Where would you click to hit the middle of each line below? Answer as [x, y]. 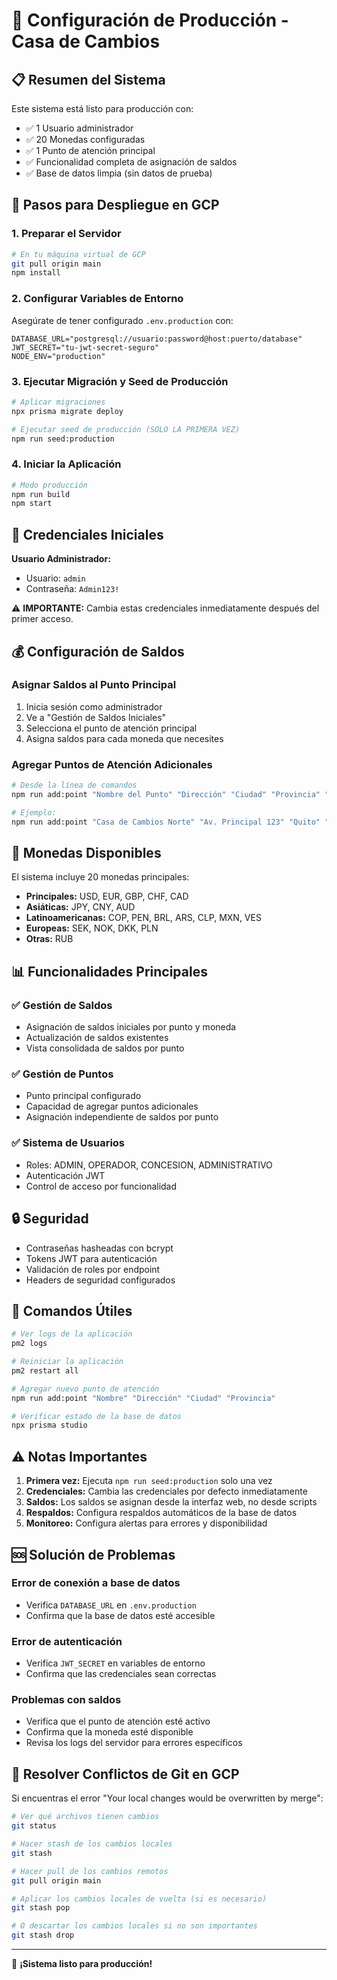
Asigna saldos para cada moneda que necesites [124, 738]
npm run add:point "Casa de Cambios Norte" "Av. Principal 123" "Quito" [166, 822]
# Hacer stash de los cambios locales [92, 1844]
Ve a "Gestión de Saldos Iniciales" [96, 717]
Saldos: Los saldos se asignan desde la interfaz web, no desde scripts [171, 1502]
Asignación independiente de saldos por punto [122, 1117]
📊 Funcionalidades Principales [109, 971]
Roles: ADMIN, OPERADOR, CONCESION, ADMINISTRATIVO [149, 1165]
